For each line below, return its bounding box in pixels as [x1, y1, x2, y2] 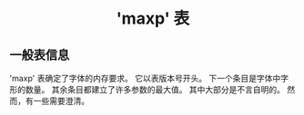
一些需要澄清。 [33, 96, 89, 106]
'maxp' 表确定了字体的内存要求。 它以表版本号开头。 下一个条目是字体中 [9, 73, 281, 83]
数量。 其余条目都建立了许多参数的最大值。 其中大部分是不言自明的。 [25, 84, 285, 95]
